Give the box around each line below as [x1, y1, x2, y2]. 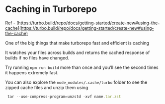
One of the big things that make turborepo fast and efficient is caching [5, 40, 150, 46]
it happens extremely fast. [5, 69, 59, 75]
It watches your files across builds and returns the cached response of [5, 50, 150, 55]
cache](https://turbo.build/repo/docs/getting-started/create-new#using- [5, 25, 154, 31]
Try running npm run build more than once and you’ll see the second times [5, 64, 159, 70]
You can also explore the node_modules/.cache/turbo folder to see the [5, 79, 148, 85]
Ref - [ [5, 20, 18, 26]
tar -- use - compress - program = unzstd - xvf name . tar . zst [7, 94, 121, 99]
